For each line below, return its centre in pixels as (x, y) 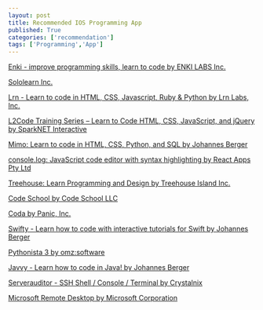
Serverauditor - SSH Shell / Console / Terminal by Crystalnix (105, 283)
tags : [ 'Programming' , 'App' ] (56, 45)
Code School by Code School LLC (63, 199)
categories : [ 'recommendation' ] (61, 37)
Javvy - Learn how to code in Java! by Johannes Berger (99, 268)
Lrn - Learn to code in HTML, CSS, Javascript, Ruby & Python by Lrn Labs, (129, 97)
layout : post (29, 15)
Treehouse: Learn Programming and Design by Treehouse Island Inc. (119, 183)
